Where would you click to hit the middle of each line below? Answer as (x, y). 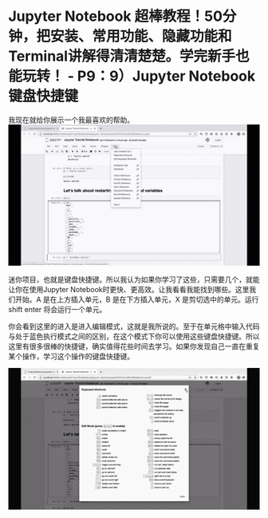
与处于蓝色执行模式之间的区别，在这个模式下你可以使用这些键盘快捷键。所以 (134, 337)
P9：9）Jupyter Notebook (166, 76)
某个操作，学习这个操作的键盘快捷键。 (71, 357)
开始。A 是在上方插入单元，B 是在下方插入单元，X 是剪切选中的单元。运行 (137, 299)
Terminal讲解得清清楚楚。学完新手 (122, 56)
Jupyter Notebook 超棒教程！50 (116, 16)
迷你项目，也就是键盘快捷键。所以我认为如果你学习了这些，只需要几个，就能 (134, 279)
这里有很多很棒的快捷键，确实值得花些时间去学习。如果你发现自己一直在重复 (134, 346)
